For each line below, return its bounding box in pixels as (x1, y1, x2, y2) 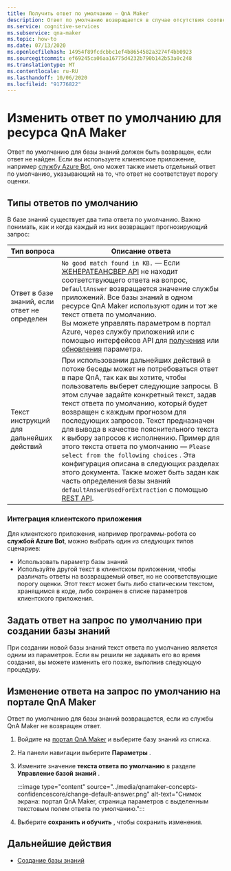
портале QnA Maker (7, 696, 96, 708)
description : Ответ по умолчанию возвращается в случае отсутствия (7, 17, 205, 23)
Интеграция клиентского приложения (7, 514, 142, 523)
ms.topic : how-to (7, 36, 57, 43)
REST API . (61, 494, 94, 503)
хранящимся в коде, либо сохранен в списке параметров (16, 587, 188, 595)
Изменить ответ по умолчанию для (7, 110, 222, 126)
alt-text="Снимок (151, 790, 201, 798)
